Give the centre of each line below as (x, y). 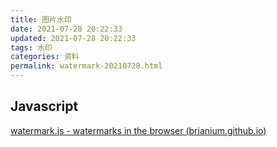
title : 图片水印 (41, 19)
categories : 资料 (45, 57)
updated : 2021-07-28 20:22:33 (73, 38)
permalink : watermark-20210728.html (86, 66)
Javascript (44, 106)
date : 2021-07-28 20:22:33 (66, 29)
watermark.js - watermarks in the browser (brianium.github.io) (138, 130)
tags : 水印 (31, 47)
